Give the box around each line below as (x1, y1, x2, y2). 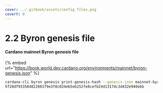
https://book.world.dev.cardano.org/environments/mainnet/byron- (15, 65, 147, 71)
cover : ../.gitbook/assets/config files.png (5, 7, 97, 12)
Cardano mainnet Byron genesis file (5, 49, 79, 55)
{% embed (5, 59, 27, 66)
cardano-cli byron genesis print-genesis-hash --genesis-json (5, 79, 133, 84)
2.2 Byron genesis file (5, 33, 95, 44)
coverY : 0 (5, 12, 25, 17)
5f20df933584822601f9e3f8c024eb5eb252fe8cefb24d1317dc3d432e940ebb (5, 84, 145, 89)
